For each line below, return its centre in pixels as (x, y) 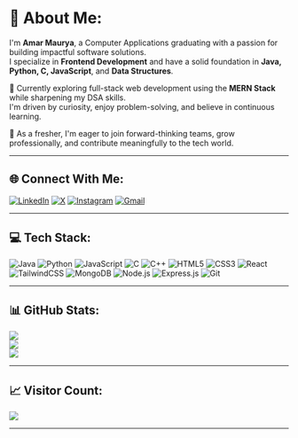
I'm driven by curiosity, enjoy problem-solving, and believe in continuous (142, 106)
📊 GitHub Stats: (55, 310)
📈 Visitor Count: (56, 391)
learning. (25, 116)
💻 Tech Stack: (50, 238)
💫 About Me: (56, 18)
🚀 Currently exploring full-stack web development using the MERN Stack (143, 88)
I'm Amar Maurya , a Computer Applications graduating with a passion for (144, 43)
